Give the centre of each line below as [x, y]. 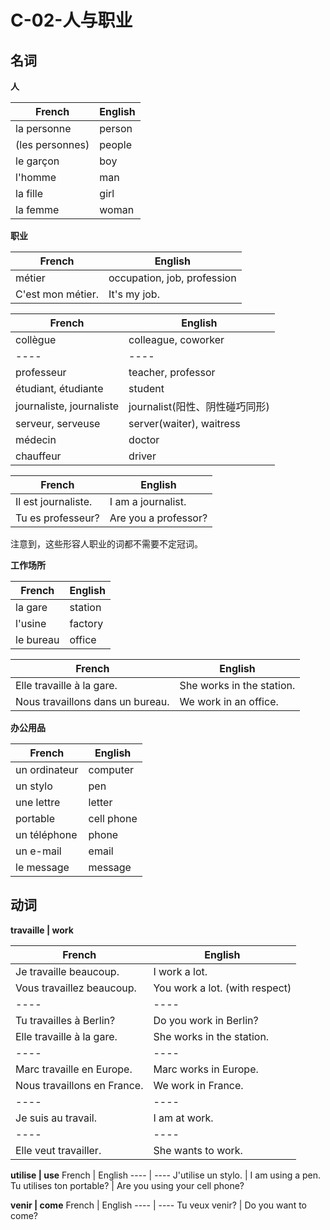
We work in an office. [229, 701]
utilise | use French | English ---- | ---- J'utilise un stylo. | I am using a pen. [166, 1175]
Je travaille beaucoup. [67, 971]
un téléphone [46, 834]
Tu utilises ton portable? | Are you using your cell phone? [127, 1185]
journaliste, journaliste [67, 406]
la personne [43, 128]
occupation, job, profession [172, 278]
